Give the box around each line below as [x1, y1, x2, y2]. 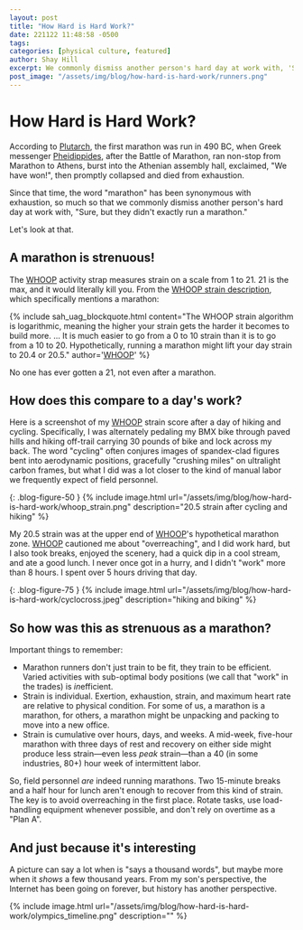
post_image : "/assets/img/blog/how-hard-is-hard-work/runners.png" [9, 72, 269, 81]
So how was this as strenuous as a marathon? [9, 620, 272, 635]
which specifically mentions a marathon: [9, 293, 160, 304]
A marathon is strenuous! [9, 250, 155, 266]
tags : [9, 38, 30, 48]
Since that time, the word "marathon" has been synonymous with [9, 187, 252, 198]
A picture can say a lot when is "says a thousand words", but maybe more [9, 864, 284, 875]
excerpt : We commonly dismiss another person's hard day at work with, [9, 64, 284, 73]
